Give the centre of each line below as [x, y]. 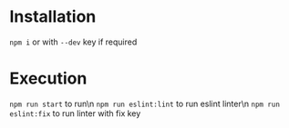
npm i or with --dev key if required [73, 42]
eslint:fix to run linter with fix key [75, 113]
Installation [53, 17]
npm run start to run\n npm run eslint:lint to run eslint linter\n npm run [145, 103]
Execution [48, 79]
